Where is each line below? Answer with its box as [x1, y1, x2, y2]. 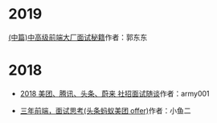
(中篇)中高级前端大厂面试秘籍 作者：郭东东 [8, 32, 148, 42]
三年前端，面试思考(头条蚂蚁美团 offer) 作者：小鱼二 [19, 105, 191, 115]
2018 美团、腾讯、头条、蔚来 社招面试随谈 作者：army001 [19, 88, 211, 98]
